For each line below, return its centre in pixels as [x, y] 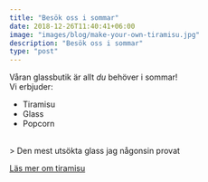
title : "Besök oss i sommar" [64, 18]
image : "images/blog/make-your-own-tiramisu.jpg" [105, 34]
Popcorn [38, 124]
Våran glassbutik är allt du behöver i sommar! [94, 77]
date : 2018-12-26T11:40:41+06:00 [72, 26]
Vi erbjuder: [31, 87]
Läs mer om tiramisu [47, 168]
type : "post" [34, 52]
